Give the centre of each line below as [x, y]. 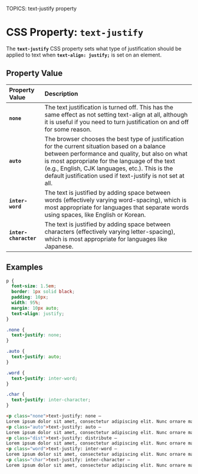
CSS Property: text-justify [75, 32]
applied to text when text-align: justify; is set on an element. [84, 55]
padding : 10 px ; [30, 297]
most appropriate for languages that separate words [117, 207]
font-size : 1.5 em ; [34, 286]
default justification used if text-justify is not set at [114, 175]
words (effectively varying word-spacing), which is [115, 200]
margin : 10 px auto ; [35, 308]
